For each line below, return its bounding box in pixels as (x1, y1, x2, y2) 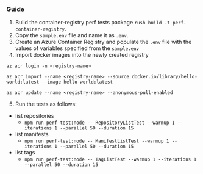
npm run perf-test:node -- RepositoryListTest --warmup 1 (24, 120, 175, 126)
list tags (15, 149, 35, 156)
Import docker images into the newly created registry (15, 51, 149, 59)
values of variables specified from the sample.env (15, 45, 140, 52)
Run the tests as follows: (15, 100, 77, 108)
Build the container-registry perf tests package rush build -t (15, 19, 171, 26)
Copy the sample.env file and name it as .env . (15, 32, 129, 39)
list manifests (15, 131, 49, 138)
